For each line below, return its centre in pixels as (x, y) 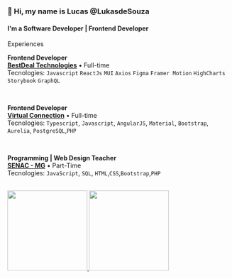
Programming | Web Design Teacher (62, 158)
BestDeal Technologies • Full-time (59, 65)
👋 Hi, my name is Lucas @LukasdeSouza (78, 11)
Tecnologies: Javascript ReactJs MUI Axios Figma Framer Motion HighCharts (116, 73)
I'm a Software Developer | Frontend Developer (78, 28)
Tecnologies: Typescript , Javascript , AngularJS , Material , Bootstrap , (108, 123)
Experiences (26, 44)
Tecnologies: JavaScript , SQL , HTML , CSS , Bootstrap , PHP (84, 173)
